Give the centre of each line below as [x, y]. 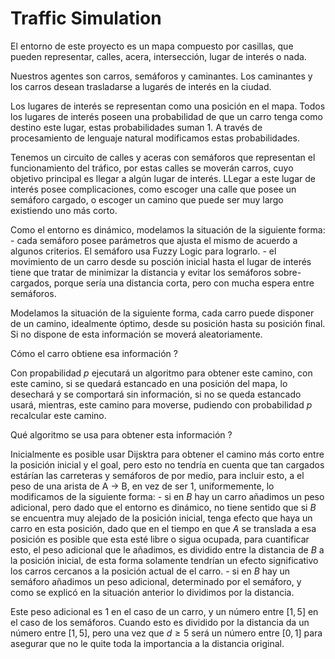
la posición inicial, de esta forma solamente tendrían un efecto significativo [164, 560]
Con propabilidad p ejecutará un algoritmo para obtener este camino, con [161, 373]
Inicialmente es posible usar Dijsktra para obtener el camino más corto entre [167, 454]
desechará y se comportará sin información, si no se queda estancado [156, 394]
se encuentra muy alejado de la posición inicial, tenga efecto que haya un [161, 518]
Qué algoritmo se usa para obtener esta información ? [121, 434]
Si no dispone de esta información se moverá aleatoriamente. [136, 334]
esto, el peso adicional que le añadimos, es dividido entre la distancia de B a [167, 549]
